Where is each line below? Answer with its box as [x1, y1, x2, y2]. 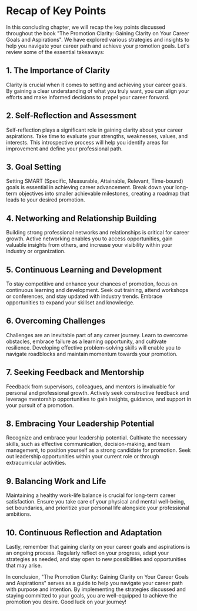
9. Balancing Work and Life [6, 476, 106, 486]
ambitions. [6, 511, 32, 518]
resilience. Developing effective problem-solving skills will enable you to [6, 344, 181, 351]
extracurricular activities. [6, 459, 66, 466]
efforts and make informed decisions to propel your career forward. [6, 93, 170, 100]
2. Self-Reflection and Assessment [6, 110, 137, 121]
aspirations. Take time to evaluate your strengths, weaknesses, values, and [6, 132, 188, 139]
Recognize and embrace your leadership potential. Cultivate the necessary [6, 434, 187, 441]
